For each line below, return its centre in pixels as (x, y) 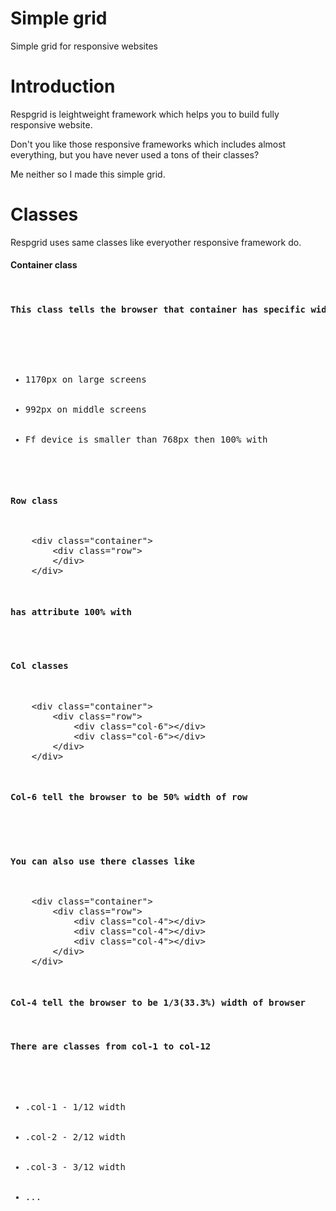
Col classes (39, 666)
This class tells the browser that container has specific (158, 309)
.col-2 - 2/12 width (75, 1136)
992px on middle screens (85, 410)
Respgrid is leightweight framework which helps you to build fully (145, 114)
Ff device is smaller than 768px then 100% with (146, 440)
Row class (34, 500)
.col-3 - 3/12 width (75, 1166)
